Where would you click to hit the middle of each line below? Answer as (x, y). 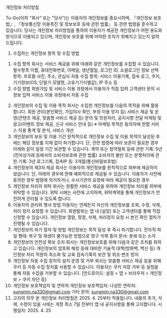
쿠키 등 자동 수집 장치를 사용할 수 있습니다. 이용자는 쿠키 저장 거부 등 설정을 (85, 267)
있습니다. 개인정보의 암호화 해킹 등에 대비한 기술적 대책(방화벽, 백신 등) (87, 248)
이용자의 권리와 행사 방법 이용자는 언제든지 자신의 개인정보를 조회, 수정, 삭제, (87, 205)
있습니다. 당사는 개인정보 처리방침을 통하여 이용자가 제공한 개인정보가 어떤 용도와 (84, 30)
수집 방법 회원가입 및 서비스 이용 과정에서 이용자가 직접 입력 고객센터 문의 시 (86, 89)
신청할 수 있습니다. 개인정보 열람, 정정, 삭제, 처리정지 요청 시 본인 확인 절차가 (87, 217)
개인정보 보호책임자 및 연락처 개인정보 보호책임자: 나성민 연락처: (75, 285)
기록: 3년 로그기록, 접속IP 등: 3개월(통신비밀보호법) (68, 161)
